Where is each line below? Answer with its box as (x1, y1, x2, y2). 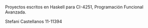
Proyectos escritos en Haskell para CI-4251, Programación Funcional (5, 4, 144, 10)
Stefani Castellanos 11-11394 (5, 19, 63, 24)
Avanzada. (5, 9, 26, 15)
